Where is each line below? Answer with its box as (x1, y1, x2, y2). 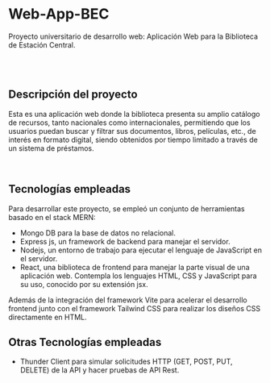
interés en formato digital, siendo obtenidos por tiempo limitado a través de (8, 135, 258, 144)
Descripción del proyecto (8, 88, 139, 102)
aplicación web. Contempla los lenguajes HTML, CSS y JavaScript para (19, 271, 257, 281)
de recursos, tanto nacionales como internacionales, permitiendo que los (8, 118, 251, 127)
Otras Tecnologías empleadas (8, 335, 162, 349)
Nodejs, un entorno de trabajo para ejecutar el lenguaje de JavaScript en (19, 245, 262, 255)
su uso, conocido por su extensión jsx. (19, 279, 149, 289)
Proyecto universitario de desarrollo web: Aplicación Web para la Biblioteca (8, 31, 259, 41)
